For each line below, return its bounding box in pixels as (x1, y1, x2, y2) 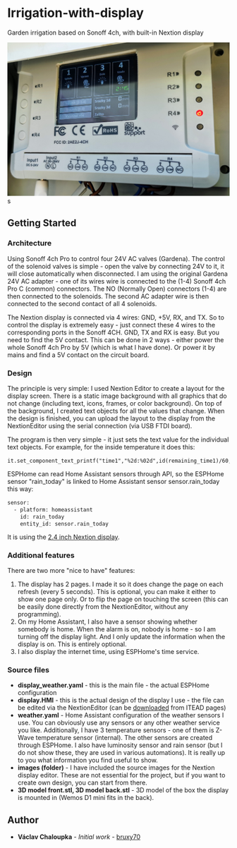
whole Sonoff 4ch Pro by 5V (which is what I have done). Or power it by (7, 343, 216, 351)
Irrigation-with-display (7, 5, 145, 21)
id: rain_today (20, 513, 65, 520)
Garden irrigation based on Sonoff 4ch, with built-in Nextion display (7, 28, 204, 37)
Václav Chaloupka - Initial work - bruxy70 (17, 832, 141, 841)
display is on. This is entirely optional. (17, 640, 127, 648)
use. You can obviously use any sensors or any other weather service (17, 718, 220, 727)
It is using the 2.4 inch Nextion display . (7, 533, 120, 541)
